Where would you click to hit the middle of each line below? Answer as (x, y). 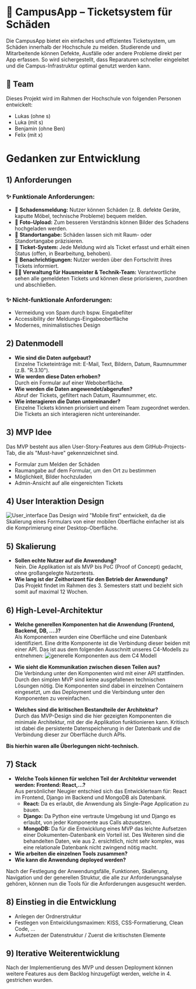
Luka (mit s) (29, 122)
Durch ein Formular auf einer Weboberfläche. (69, 383)
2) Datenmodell (35, 343)
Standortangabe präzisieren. (49, 241)
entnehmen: (29, 655)
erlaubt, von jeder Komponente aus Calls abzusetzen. (88, 822)
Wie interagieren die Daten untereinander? (68, 401)
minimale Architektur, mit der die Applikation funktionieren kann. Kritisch (102, 722)
